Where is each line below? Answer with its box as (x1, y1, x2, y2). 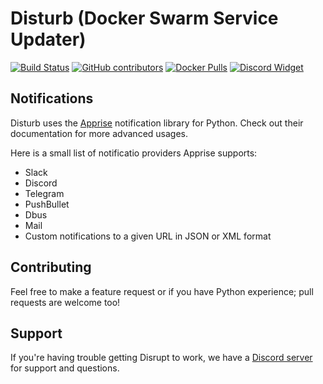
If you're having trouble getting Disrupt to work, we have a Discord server (10, 352, 313, 364)
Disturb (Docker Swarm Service (10, 7, 279, 30)
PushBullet (24, 198, 70, 210)
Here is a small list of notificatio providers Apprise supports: (10, 147, 258, 159)
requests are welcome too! (10, 296, 121, 308)
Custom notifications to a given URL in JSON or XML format (24, 230, 272, 242)
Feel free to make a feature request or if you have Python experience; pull (10, 285, 314, 297)
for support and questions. (10, 362, 120, 374)
